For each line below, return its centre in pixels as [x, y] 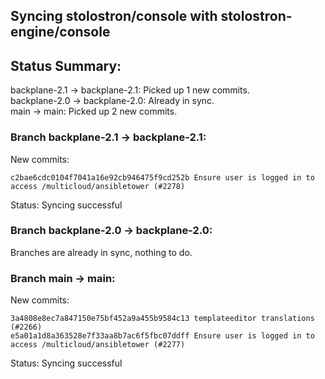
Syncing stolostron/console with [114, 16]
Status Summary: [66, 65]
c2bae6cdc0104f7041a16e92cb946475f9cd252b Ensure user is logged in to [162, 177]
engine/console [60, 32]
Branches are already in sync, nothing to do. [101, 252]
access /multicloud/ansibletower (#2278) [98, 186]
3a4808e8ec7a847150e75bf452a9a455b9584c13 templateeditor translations [162, 319]
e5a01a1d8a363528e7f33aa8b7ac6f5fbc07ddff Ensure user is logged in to [162, 336]
